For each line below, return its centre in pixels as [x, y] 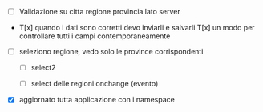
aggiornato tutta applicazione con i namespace [97, 100]
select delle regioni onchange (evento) [95, 84]
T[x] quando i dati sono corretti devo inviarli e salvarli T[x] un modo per [137, 28]
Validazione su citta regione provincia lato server [100, 12]
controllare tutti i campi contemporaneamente [95, 36]
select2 [43, 68]
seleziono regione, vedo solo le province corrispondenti [111, 52]
